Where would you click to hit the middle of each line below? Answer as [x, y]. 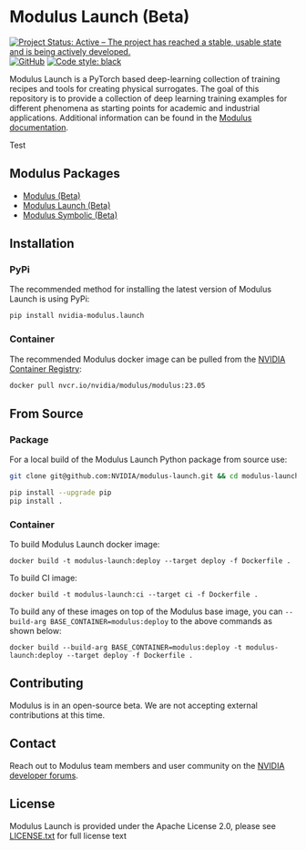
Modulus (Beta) [51, 195]
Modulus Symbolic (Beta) [70, 215]
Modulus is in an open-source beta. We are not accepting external [133, 705]
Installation [42, 244]
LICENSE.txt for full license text [68, 835]
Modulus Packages [65, 174]
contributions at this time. [57, 715]
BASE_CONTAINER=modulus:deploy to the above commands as [161, 621]
